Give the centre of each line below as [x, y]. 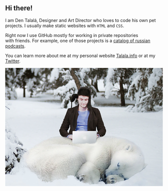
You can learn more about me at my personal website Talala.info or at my [80, 55]
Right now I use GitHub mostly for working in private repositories [72, 35]
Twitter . [13, 61]
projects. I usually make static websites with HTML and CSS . [64, 25]
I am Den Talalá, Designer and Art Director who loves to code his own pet [80, 20]
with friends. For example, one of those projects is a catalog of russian [78, 40]
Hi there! [19, 8]
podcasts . [15, 46]
